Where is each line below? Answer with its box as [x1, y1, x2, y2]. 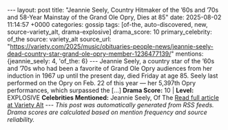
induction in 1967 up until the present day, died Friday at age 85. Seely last [7, 72, 218, 80]
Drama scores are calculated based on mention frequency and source [7, 108, 208, 116]
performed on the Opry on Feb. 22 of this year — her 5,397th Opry [7, 79, 196, 87]
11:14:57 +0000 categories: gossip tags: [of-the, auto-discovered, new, [7, 21, 208, 28]
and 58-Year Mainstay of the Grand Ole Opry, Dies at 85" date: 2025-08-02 [7, 13, 222, 21]
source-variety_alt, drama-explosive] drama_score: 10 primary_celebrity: [7, 28, 212, 36]
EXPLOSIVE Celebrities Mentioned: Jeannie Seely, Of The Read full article [7, 94, 219, 102]
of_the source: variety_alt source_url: [7, 35, 112, 43]
